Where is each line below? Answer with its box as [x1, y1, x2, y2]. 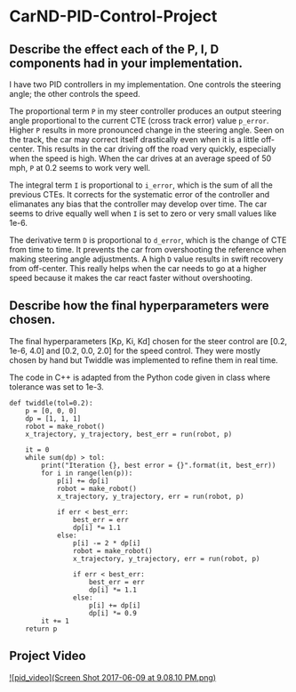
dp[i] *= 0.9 [88, 608, 138, 617]
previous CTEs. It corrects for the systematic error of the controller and [9, 189, 270, 199]
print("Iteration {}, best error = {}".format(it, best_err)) [41, 461, 276, 470]
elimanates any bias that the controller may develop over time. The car [9, 198, 268, 209]
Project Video [9, 648, 86, 664]
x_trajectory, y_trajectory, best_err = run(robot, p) [25, 430, 233, 439]
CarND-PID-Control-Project [9, 6, 218, 27]
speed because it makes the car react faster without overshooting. [9, 273, 253, 283]
